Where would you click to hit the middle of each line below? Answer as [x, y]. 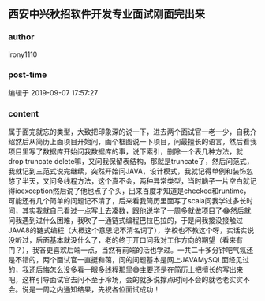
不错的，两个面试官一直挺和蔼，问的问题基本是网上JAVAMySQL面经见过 [132, 260]
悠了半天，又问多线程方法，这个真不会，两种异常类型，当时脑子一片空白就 [129, 181]
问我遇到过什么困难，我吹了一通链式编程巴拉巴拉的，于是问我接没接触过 [125, 221]
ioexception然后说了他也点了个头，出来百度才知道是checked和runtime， [132, 191]
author [21, 37]
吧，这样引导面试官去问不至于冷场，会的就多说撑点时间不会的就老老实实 [125, 280]
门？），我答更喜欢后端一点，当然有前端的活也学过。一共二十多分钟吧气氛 [127, 250]
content [24, 113]
